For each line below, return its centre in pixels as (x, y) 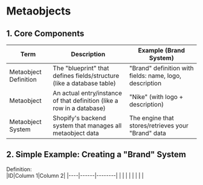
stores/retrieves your (159, 125)
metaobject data (76, 133)
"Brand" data (147, 133)
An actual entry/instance (88, 93)
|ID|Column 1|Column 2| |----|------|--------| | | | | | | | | (75, 175)
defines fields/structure (86, 76)
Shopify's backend (79, 118)
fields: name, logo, (155, 76)
